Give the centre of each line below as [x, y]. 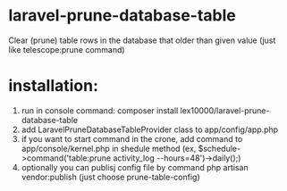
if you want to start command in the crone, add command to [132, 138]
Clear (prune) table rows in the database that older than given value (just [142, 40]
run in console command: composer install [100, 110]
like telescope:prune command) [67, 49]
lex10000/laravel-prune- [225, 110]
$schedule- [219, 148]
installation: [54, 86]
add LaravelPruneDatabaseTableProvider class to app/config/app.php [150, 129]
